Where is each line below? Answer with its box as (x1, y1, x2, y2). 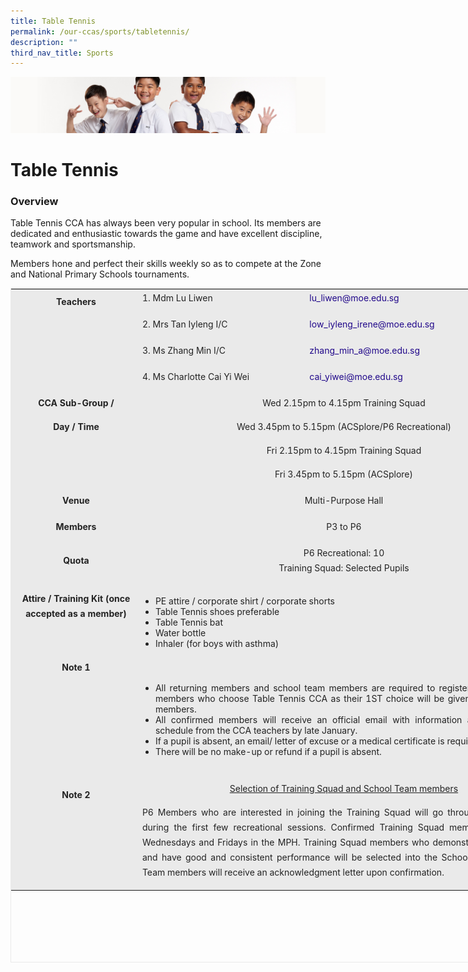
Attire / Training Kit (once (21, 592, 131, 604)
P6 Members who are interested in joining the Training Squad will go (141, 806, 444, 819)
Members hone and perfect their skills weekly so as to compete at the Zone (10, 258, 322, 270)
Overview (10, 194, 59, 208)
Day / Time (53, 421, 100, 433)
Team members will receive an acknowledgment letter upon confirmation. (141, 866, 445, 879)
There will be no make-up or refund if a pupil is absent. (154, 745, 382, 757)
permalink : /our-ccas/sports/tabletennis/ (10, 26, 190, 37)
